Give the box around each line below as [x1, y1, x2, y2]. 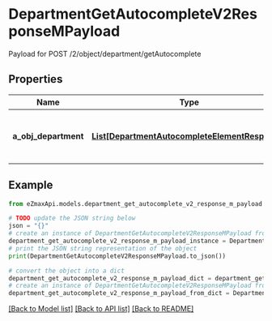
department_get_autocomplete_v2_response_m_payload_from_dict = [8, 289, 230, 297]
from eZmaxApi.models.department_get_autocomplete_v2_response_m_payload [8, 199, 263, 208]
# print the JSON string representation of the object [8, 244, 198, 252]
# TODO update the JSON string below [8, 214, 136, 223]
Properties [8, 72, 63, 86]
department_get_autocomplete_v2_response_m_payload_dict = [8, 274, 212, 282]
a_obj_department [12, 131, 84, 142]
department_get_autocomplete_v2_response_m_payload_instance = [8, 237, 227, 246]
